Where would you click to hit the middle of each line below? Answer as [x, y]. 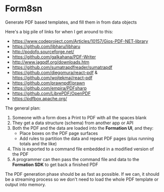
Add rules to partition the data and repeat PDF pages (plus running [87, 138]
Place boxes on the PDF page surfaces [59, 133]
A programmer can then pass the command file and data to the [76, 159]
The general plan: [23, 108]
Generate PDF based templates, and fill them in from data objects [71, 22]
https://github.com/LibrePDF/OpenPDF [51, 93]
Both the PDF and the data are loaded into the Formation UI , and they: [83, 128]
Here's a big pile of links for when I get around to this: [59, 31]
